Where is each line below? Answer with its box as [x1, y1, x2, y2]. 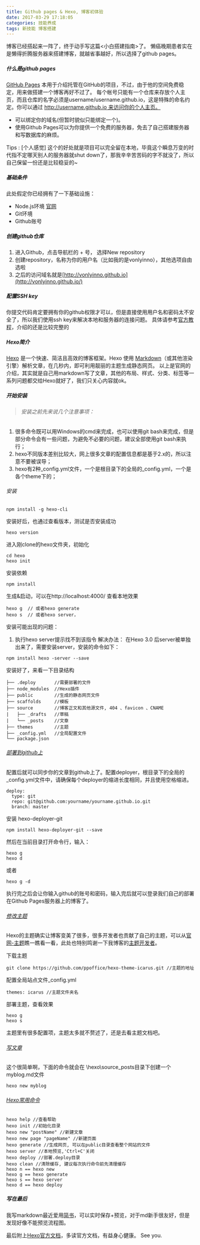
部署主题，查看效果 [6, 1001, 54, 1008]
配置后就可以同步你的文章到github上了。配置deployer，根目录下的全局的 [6, 769, 185, 776]
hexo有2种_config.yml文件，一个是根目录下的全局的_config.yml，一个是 [14, 465, 192, 472]
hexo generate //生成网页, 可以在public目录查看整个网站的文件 [6, 1141, 150, 1148]
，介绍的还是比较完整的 [11, 324, 69, 331]
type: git [11, 794, 36, 800]
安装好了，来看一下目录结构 [6, 666, 75, 673]
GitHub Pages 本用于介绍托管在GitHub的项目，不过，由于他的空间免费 [6, 81, 179, 89]
